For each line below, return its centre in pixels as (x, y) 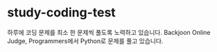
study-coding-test (61, 13)
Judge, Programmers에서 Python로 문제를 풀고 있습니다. (85, 41)
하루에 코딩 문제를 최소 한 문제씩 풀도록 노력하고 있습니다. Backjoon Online (109, 32)
